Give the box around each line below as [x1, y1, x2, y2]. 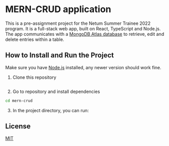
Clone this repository [12, 74, 57, 80]
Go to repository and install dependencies [12, 88, 100, 94]
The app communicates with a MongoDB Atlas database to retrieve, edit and [5, 31, 164, 37]
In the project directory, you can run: [12, 107, 89, 113]
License [5, 122, 31, 131]
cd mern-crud [5, 98, 33, 103]
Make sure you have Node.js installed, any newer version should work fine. [5, 64, 161, 70]
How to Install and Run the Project [5, 51, 114, 60]
